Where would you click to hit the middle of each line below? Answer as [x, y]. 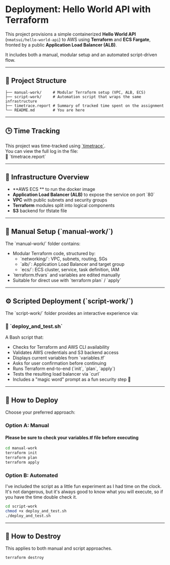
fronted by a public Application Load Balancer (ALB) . [61, 45]
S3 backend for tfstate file [40, 211]
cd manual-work [21, 448]
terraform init [21, 453]
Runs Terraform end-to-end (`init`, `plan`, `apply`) [64, 369]
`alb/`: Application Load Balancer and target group [72, 264]
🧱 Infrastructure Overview [47, 177]
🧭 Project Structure [36, 81]
